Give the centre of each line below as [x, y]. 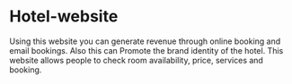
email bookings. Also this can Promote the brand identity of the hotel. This [146, 50]
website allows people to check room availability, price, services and [136, 60]
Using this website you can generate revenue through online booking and [145, 41]
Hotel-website [64, 17]
